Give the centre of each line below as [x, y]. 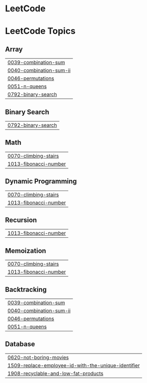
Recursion [21, 220]
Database [20, 344]
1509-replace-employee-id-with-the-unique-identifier [74, 365]
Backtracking [26, 289]
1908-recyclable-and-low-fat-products [56, 373]
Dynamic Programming [41, 181]
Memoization [26, 251]
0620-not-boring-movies [38, 357]
